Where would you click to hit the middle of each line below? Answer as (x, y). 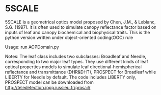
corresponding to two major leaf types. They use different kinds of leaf (77, 61)
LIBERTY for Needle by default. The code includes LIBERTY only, (71, 77)
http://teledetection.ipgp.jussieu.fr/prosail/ (48, 87)
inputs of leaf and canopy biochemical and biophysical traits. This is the (78, 32)
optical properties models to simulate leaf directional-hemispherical (73, 67)
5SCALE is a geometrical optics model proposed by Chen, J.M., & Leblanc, (80, 22)
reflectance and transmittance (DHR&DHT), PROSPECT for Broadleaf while (80, 72)
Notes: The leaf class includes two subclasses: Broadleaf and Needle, (76, 56)
